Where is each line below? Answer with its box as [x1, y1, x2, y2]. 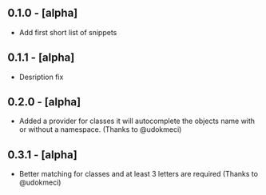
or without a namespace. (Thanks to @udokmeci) [18, 125, 182, 134]
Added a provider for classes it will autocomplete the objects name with [18, 116, 256, 126]
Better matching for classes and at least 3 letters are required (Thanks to [18, 169, 259, 179]
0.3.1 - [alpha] [7, 148, 77, 161]
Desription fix [18, 72, 64, 82]
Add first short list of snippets [18, 27, 117, 37]
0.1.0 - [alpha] [7, 6, 78, 20]
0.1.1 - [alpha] [7, 51, 75, 65]
